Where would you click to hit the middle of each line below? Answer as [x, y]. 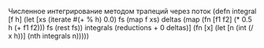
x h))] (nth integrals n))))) [48, 36]
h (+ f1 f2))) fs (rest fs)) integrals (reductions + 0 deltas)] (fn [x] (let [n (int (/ [131, 27]
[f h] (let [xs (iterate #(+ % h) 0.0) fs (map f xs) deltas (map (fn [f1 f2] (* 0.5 [130, 19]
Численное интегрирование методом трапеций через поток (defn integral [132, 11]
